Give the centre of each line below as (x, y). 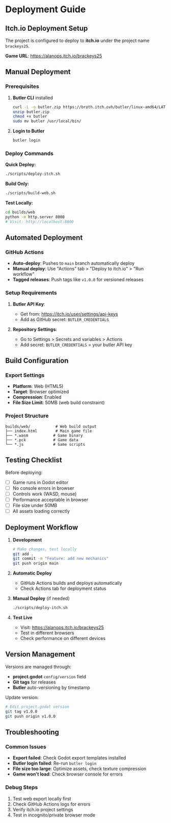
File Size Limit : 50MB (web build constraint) (59, 403)
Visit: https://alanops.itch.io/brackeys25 (62, 628)
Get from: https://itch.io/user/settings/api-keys (69, 314)
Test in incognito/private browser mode (54, 815)
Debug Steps (22, 787)
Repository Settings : (35, 329)
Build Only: (17, 184)
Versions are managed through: (38, 667)
